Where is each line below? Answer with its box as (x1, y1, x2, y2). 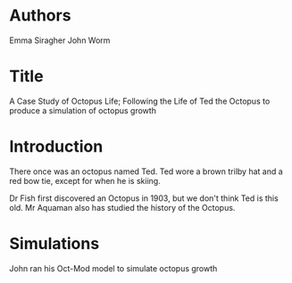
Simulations (9, 234, 100, 254)
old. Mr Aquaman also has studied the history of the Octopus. (9, 202, 236, 212)
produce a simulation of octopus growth (9, 104, 156, 116)
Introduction (9, 137, 104, 157)
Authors (9, 5, 71, 26)
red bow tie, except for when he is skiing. (9, 175, 161, 186)
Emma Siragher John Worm (9, 35, 111, 46)
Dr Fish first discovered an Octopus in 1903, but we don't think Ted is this (9, 193, 279, 204)
